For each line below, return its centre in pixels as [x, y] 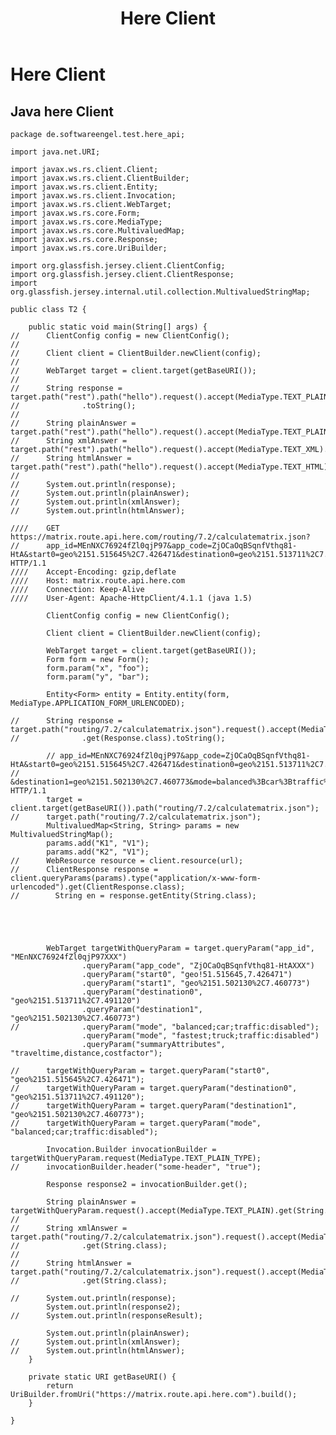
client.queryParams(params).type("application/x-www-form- [136, 878]
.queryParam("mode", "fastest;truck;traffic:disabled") [200, 1036]
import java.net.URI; [55, 152]
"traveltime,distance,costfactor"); [86, 1053]
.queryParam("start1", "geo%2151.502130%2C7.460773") [196, 983]
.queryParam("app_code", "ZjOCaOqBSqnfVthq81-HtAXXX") [198, 966]
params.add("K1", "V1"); [98, 843]
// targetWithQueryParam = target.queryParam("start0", [140, 1071]
